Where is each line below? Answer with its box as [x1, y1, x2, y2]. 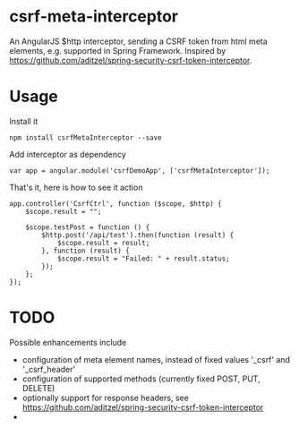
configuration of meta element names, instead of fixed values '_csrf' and [21, 354, 291, 364]
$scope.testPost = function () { [25, 222, 150, 232]
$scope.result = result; [56, 238, 150, 247]
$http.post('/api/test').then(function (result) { [41, 230, 235, 239]
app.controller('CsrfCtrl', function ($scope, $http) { [9, 199, 222, 208]
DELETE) [21, 382, 56, 393]
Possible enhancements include [9, 337, 127, 347]
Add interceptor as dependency [9, 149, 127, 159]
